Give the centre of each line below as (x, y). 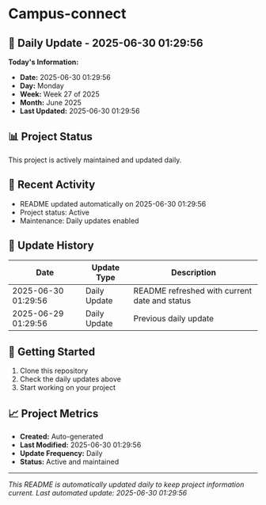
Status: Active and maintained (69, 462)
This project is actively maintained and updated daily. (95, 160)
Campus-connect (67, 14)
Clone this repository (54, 371)
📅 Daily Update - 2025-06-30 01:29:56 (106, 43)
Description (194, 272)
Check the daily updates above (70, 379)
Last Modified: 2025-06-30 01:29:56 (80, 445)
